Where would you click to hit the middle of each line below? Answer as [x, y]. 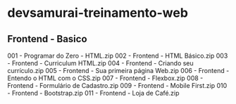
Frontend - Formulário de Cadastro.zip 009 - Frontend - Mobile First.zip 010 [117, 85]
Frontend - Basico [47, 39]
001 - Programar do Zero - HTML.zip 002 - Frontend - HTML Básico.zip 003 [118, 56]
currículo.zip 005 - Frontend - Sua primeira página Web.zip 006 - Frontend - [118, 71]
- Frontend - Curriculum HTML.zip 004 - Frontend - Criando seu [100, 63]
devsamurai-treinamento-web [98, 13]
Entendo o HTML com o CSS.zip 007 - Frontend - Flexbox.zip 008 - [105, 78]
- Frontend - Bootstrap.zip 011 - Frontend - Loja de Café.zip [93, 93]
